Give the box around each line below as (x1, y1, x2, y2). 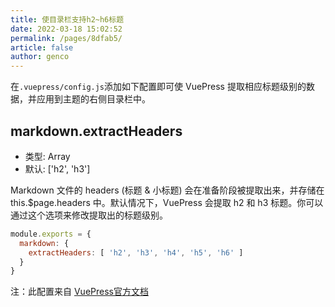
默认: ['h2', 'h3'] (24, 162, 91, 175)
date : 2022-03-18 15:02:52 (10, 24, 123, 34)
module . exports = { (10, 229, 92, 239)
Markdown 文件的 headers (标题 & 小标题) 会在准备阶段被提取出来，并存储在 (10, 184, 325, 196)
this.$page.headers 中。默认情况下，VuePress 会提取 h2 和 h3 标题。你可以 (10, 196, 324, 208)
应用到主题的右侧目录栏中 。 (36, 93, 151, 105)
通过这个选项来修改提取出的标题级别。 (10, 209, 168, 221)
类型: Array (24, 150, 71, 162)
